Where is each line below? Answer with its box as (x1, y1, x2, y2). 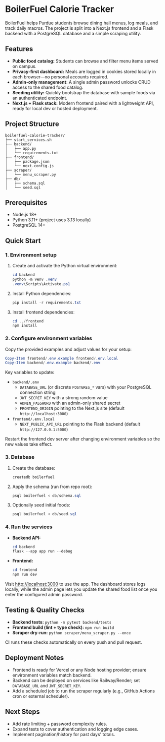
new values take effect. (5, 441, 53, 447)
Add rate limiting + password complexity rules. (12, 721, 107, 727)
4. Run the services (5, 523, 53, 530)
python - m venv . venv (12, 277, 57, 282)
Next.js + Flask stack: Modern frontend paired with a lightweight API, (12, 100, 154, 106)
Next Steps (5, 708, 40, 716)
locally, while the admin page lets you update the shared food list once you (5, 586, 158, 592)
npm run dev (12, 572, 37, 577)
